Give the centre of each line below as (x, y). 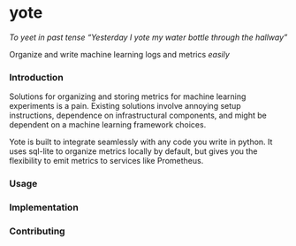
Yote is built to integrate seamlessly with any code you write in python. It (141, 142)
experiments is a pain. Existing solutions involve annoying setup (125, 106)
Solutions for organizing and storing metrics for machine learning (128, 96)
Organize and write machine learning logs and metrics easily (119, 54)
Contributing (37, 231)
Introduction (36, 77)
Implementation (44, 208)
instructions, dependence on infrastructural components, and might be (138, 115)
